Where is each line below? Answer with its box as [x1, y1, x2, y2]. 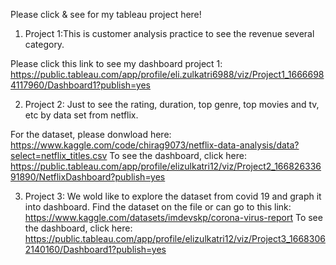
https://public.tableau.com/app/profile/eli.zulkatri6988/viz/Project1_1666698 [10, 69, 325, 80]
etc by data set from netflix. [24, 109, 139, 121]
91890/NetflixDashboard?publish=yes [10, 171, 166, 183]
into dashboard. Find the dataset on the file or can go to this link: [24, 201, 292, 213]
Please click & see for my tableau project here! [10, 9, 202, 20]
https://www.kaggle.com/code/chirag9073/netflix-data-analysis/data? [10, 139, 300, 151]
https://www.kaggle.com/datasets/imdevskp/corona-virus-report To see [24, 212, 323, 223]
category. [24, 39, 65, 50]
